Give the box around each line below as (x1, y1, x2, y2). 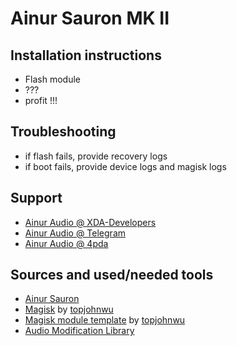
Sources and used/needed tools (10, 267, 214, 284)
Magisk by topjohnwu (24, 303, 114, 316)
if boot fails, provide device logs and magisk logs (24, 160, 227, 172)
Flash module (24, 73, 81, 85)
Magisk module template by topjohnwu (24, 314, 186, 326)
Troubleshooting (10, 123, 117, 141)
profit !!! (24, 95, 58, 106)
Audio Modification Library (24, 325, 135, 337)
